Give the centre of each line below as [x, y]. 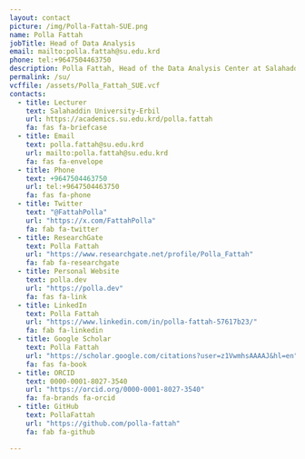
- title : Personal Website [69, 272]
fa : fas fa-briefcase [66, 128]
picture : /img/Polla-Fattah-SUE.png [79, 26]
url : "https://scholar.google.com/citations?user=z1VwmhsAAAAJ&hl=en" [162, 355]
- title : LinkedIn [53, 305]
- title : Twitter [50, 204]
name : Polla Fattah [46, 35]
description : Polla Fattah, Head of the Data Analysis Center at [135, 69]
